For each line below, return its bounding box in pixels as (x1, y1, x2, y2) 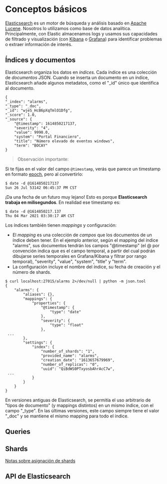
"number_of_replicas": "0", (40, 362, 99, 367)
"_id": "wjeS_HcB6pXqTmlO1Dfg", (5, 108, 72, 113)
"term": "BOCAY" (14, 143, 48, 148)
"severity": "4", (14, 125, 50, 131)
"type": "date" (49, 309, 81, 314)
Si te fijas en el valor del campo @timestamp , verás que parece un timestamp (5, 166, 161, 172)
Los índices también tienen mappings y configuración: (5, 222, 117, 228)
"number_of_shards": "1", (40, 349, 95, 354)
